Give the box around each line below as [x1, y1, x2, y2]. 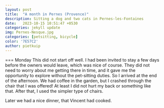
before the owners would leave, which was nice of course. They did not [5, 62, 150, 68]
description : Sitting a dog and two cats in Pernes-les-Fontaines [5, 16, 144, 21]
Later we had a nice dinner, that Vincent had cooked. [5, 97, 112, 103]
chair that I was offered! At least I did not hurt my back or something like [5, 83, 151, 88]
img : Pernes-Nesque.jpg [5, 30, 54, 35]
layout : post [5, 7, 32, 12]
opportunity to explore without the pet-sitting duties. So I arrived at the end [5, 72, 157, 78]
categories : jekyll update [5, 25, 60, 30]
